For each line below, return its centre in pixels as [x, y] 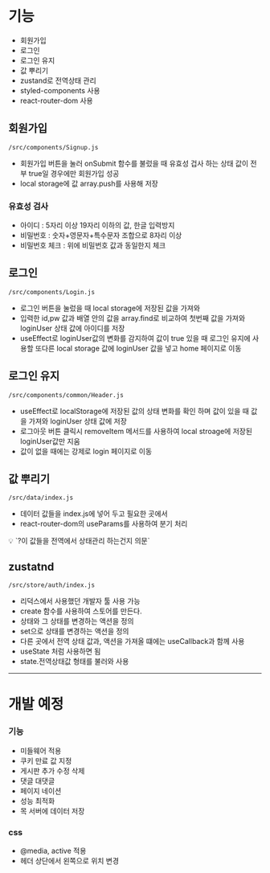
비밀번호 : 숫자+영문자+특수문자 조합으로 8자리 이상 [101, 236]
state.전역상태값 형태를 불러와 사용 [74, 662]
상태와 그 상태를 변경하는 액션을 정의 [77, 621]
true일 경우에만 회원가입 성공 [74, 173]
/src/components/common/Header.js [66, 395]
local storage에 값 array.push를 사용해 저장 [89, 183]
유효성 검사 [29, 206]
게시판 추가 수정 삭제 [52, 771]
